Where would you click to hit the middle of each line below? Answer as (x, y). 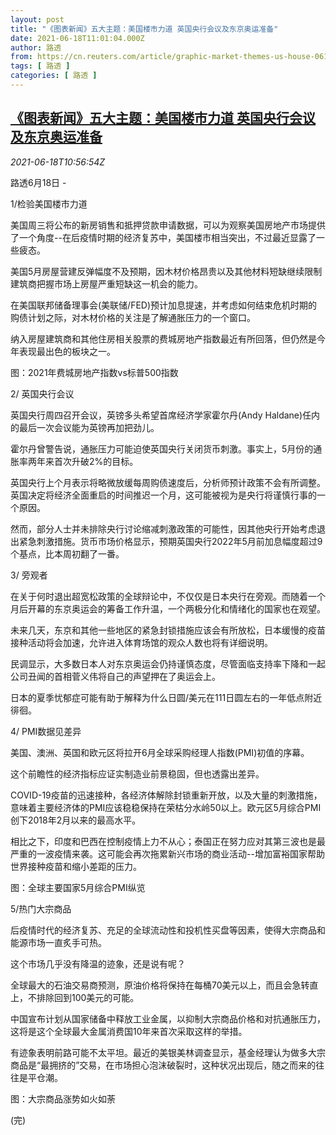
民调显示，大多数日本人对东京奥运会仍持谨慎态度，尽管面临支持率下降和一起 (168, 663)
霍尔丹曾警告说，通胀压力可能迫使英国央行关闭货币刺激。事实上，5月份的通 (166, 448)
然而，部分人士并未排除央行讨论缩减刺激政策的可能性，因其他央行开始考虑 (163, 528)
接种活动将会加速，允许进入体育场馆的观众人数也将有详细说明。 (141, 642)
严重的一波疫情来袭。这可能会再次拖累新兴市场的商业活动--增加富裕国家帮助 (167, 853)
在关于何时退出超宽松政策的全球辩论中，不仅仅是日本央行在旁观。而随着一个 (168, 596)
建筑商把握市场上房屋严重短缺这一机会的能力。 (106, 283)
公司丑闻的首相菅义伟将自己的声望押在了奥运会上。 (115, 676)
